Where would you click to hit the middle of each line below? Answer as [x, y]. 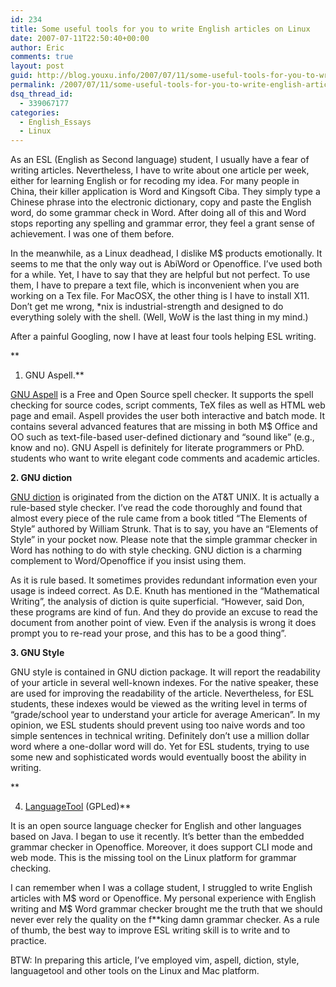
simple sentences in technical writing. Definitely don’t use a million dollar [160, 736]
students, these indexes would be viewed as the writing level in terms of [159, 704]
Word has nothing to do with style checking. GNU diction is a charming [156, 550]
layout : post [37, 66]
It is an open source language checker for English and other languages [156, 826]
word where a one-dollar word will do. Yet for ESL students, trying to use [160, 747]
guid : [21, 76]
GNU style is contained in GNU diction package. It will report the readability [165, 672]
